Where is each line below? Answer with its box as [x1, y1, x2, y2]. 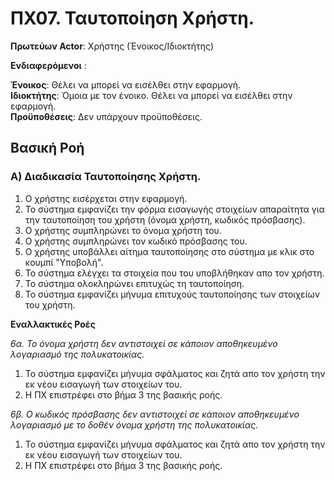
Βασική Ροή [10, 140, 85, 157]
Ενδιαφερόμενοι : [10, 59, 87, 71]
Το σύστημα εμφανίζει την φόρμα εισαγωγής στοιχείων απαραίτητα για [24, 203, 325, 215]
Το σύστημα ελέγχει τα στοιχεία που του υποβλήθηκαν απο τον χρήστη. [24, 267, 325, 279]
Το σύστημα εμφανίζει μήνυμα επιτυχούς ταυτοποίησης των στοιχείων [24, 288, 320, 300]
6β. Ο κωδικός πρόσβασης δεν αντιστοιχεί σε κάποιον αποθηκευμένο [10, 408, 300, 420]
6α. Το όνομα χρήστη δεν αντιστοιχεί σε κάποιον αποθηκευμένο [10, 337, 278, 349]
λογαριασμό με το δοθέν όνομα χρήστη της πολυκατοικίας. [10, 418, 259, 431]
